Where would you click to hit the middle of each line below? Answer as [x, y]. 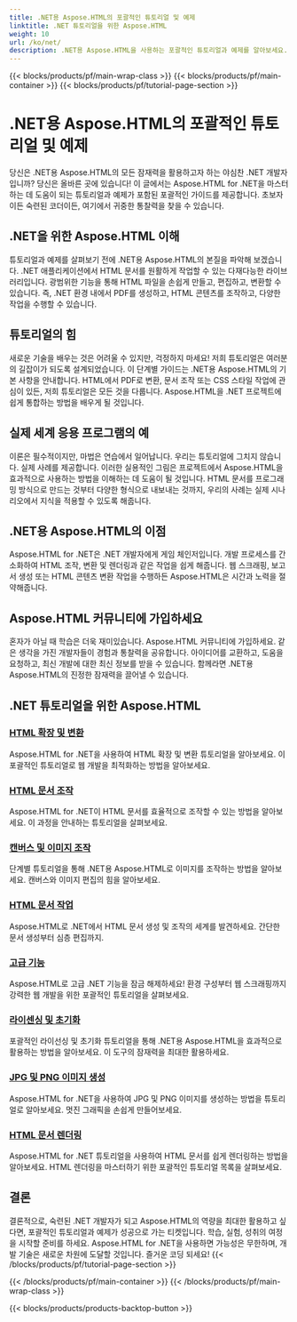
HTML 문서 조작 [41, 790]
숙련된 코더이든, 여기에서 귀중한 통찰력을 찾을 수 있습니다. [125, 206]
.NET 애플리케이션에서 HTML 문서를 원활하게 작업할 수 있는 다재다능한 [142, 270]
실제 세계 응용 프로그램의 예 [79, 433]
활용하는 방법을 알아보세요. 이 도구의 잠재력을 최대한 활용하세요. [119, 1052]
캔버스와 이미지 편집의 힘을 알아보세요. [94, 880]
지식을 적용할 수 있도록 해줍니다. [95, 501]
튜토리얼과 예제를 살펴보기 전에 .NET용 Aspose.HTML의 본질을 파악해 [130, 260]
